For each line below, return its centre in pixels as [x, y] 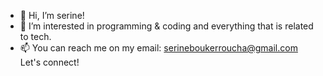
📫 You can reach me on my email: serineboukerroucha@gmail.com [158, 48]
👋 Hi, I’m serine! [52, 15]
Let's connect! [49, 62]
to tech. [35, 36]
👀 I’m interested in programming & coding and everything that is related [166, 26]
